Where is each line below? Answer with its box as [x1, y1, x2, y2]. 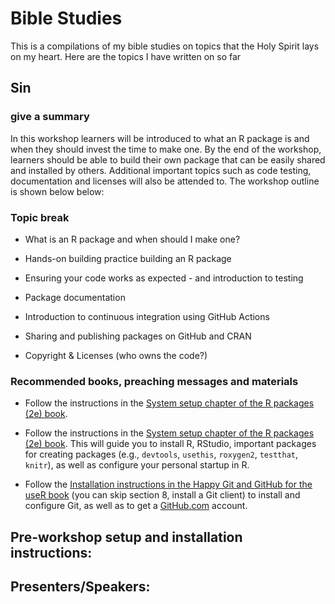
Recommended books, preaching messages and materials [10, 374, 299, 388]
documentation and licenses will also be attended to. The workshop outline [10, 175, 320, 187]
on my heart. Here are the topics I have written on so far [10, 50, 242, 62]
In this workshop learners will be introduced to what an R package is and [10, 132, 310, 144]
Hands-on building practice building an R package [24, 252, 232, 264]
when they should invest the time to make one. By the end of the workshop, [10, 143, 322, 155]
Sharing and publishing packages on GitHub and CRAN [24, 330, 252, 342]
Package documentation [24, 291, 126, 303]
